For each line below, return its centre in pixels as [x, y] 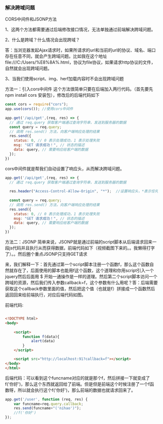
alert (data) [43, 341]
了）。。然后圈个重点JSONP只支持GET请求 [46, 254]
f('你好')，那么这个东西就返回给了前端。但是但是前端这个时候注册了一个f [77, 384]
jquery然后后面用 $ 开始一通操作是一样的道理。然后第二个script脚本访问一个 [81, 277]
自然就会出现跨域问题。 [28, 69]
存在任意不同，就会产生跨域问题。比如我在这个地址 [56, 56]
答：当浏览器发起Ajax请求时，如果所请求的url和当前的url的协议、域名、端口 [81, 50]
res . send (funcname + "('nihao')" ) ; [48, 408]
